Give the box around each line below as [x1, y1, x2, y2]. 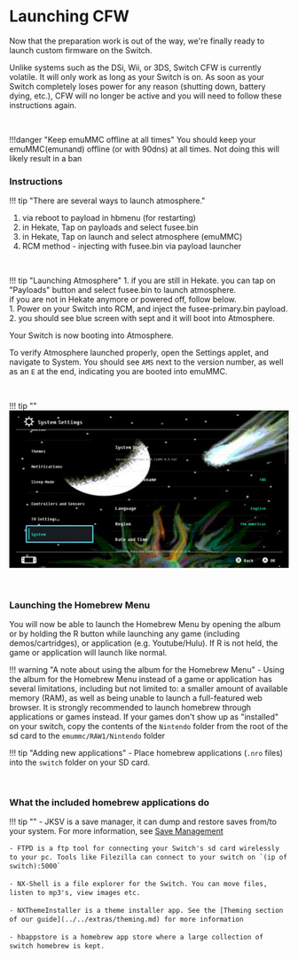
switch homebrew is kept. [9, 942, 105, 951]
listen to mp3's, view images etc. [9, 889, 141, 898]
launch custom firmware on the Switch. [9, 44, 153, 55]
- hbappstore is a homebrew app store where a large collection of [9, 933, 264, 942]
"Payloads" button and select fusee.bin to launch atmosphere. [9, 285, 237, 295]
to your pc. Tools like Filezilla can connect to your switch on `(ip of [9, 853, 288, 862]
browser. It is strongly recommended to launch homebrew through [9, 703, 251, 713]
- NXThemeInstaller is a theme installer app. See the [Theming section [9, 907, 284, 916]
